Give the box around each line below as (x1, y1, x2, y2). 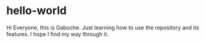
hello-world (6, 4, 67, 18)
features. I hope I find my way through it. (6, 30, 109, 37)
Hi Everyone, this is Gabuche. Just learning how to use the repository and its (6, 24, 199, 31)
